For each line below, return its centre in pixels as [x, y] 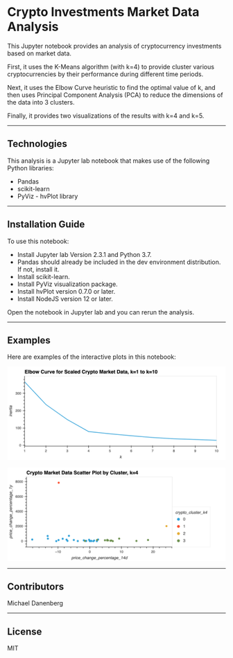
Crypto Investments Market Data [103, 12]
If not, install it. [38, 269]
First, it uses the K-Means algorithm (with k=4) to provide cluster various [111, 66]
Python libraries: [31, 168]
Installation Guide [46, 225]
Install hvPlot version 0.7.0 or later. [66, 291]
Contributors [36, 586]
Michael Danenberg [35, 603]
